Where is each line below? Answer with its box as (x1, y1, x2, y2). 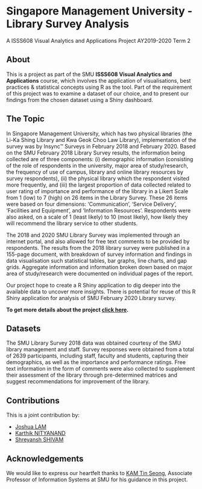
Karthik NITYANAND (14, 430, 66, 437)
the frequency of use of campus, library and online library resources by (6, 168, 184, 176)
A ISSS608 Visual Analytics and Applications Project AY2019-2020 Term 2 (6, 37, 191, 44)
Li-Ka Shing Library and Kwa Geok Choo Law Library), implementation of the (6, 136, 197, 143)
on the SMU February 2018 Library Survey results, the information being (6, 149, 185, 156)
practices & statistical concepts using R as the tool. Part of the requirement (6, 83, 192, 91)
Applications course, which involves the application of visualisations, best (6, 77, 191, 84)
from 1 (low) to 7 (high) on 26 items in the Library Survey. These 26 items (6, 194, 188, 201)
